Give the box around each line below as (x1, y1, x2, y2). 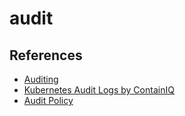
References (9, 47, 83, 64)
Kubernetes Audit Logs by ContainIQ (23, 84, 175, 96)
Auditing (23, 73, 59, 85)
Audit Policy (23, 95, 74, 106)
